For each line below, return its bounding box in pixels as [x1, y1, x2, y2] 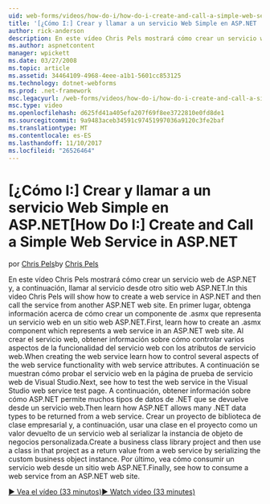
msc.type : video [8, 101, 63, 109]
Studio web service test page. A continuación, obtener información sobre [8, 386, 252, 395]
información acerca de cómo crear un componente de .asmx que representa [8, 309, 261, 319]
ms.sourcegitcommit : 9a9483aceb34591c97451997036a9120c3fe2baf [8, 117, 225, 125]
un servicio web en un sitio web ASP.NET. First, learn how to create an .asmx [8, 317, 261, 327]
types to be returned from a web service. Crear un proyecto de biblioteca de [8, 411, 261, 421]
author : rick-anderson [8, 27, 84, 35]
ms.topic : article [8, 64, 70, 72]
